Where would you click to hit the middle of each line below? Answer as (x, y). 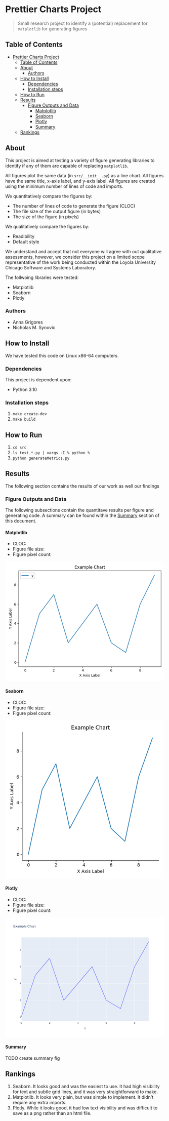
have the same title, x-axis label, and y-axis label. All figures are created (80, 181)
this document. (21, 521)
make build (24, 419)
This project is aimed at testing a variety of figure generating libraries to (80, 160)
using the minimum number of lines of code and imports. (64, 186)
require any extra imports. (39, 1102)
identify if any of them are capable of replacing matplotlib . (67, 166)
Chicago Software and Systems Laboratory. (51, 267)
